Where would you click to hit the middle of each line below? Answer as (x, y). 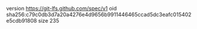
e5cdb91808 (22, 21)
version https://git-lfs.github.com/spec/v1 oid (62, 8)
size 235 (49, 21)
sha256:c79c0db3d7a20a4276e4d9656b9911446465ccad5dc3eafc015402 (99, 14)
